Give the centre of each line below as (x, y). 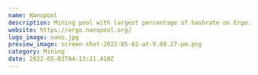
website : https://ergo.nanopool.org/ (70, 30)
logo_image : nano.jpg (44, 37)
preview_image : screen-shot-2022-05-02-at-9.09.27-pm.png (105, 45)
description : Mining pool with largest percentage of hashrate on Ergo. (130, 23)
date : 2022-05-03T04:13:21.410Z (61, 59)
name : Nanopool (33, 15)
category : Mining (37, 52)
